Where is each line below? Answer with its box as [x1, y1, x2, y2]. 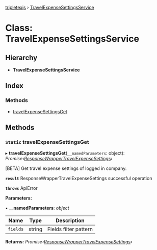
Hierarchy [5, 53, 38, 62]
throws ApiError [5, 185, 38, 191]
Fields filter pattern [47, 226, 93, 233]
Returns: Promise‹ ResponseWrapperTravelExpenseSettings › [5, 239, 133, 245]
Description [55, 217, 85, 224]
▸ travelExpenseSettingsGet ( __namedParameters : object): [5, 150, 125, 156]
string [29, 226, 43, 233]
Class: [5, 22, 33, 34]
